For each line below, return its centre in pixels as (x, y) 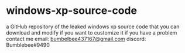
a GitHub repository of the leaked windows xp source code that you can (93, 26)
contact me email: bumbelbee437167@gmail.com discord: (76, 39)
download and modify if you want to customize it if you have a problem (92, 32)
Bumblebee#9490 (28, 45)
